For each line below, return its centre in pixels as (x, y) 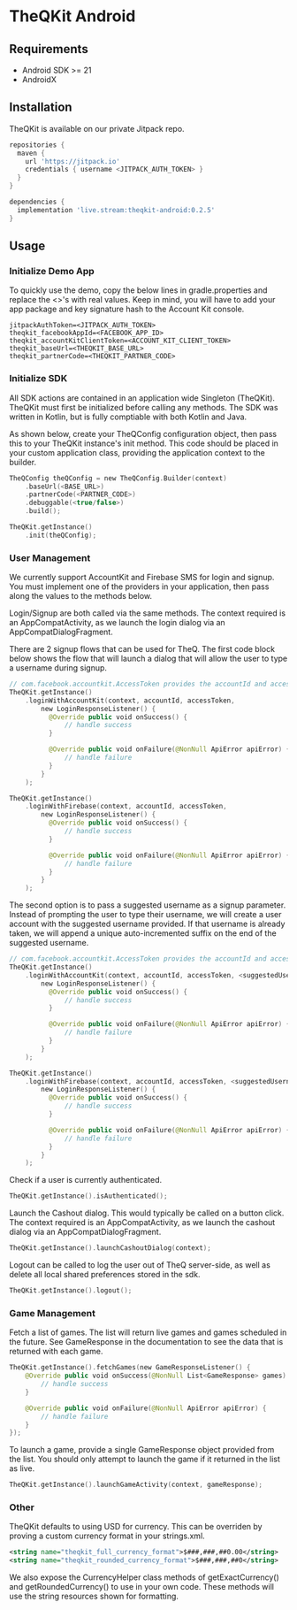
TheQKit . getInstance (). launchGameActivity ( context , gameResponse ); (136, 1485)
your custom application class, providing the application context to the (137, 452)
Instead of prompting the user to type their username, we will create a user (145, 915)
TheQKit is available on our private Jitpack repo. (97, 128)
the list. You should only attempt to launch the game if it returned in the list (145, 1459)
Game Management (52, 1313)
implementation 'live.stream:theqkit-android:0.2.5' (116, 210)
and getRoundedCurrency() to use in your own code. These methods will (141, 1587)
